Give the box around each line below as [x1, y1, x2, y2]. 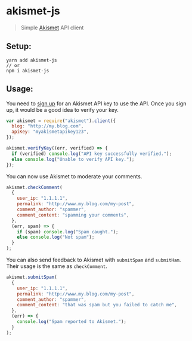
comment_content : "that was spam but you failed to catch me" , [17, 302, 178, 308]
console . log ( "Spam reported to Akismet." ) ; [17, 319, 127, 325]
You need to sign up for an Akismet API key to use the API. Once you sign [6, 100, 187, 107]
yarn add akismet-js [6, 57, 58, 63]
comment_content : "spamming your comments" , [17, 212, 129, 218]
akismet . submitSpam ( [6, 274, 58, 281]
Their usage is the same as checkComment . [6, 263, 107, 270]
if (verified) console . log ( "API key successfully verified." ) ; [11, 151, 172, 157]
